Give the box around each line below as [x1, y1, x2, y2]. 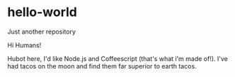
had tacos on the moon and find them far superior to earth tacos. [7, 62, 197, 70]
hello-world [7, 4, 78, 20]
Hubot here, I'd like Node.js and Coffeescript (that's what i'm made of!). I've [7, 54, 229, 63]
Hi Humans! [7, 41, 42, 49]
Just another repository [7, 27, 76, 36]
